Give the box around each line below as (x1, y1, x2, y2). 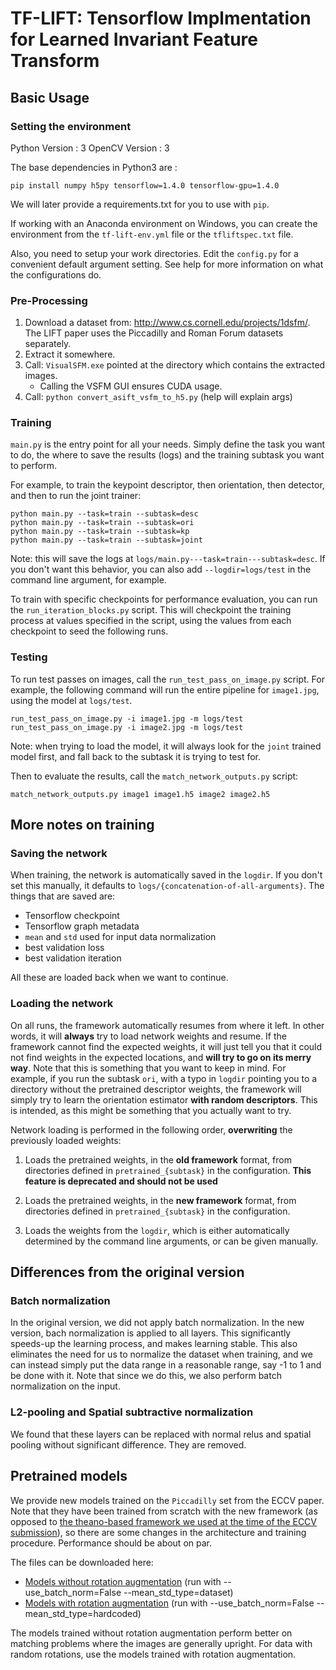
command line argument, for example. (10, 574, 167, 586)
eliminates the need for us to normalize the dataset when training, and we (10, 1348, 313, 1361)
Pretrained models (10, 1468, 128, 1485)
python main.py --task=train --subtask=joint (10, 535, 203, 546)
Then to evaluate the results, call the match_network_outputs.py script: (10, 770, 299, 782)
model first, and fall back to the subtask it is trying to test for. (10, 750, 262, 762)
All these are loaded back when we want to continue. (10, 972, 229, 984)
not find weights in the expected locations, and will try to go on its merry (10, 1051, 312, 1063)
